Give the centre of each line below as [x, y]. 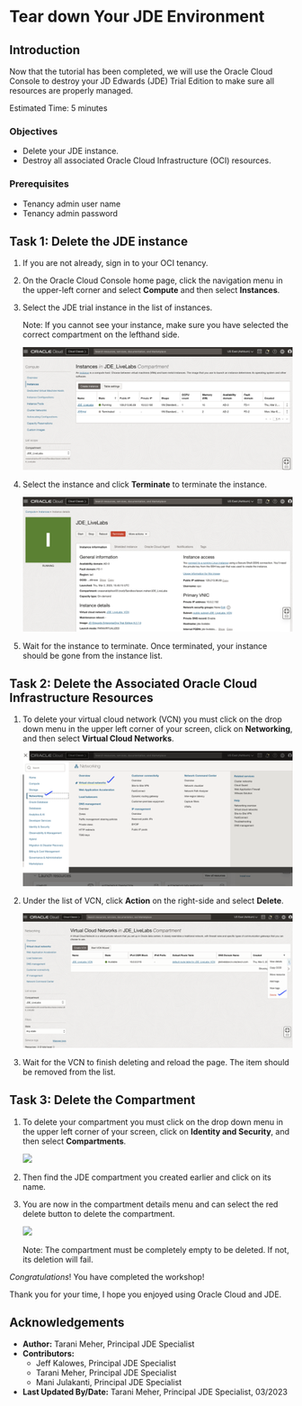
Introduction [45, 50]
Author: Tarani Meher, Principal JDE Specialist [108, 1344]
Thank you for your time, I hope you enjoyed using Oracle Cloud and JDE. [146, 1294]
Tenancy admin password [70, 213]
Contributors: [48, 1354]
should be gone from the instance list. [93, 655]
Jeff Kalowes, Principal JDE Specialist [106, 1364]
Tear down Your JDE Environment [137, 17]
